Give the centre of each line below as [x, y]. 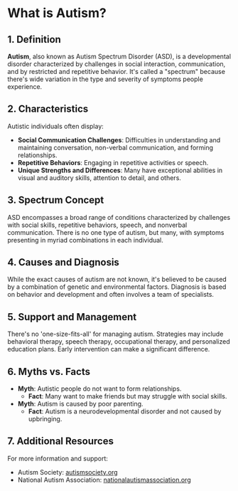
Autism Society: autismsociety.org [68, 472]
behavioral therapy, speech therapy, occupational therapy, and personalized [119, 342]
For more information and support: [58, 458]
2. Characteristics [48, 109]
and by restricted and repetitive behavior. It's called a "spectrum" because [117, 72]
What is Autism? [57, 13]
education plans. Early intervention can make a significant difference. [109, 349]
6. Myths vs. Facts [49, 371]
